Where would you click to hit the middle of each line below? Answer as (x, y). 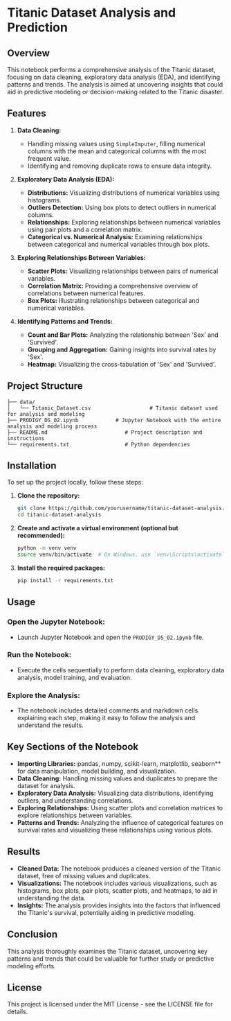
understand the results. (50, 725)
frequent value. (49, 158)
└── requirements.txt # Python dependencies (99, 444)
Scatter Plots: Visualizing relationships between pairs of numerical (123, 271)
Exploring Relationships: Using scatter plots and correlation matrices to (120, 808)
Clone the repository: (48, 496)
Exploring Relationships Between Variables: (82, 257)
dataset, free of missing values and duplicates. (84, 875)
